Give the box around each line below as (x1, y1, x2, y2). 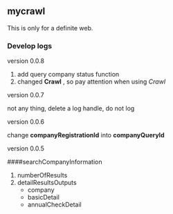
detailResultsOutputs (17, 179, 78, 187)
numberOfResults (17, 171, 68, 179)
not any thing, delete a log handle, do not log (7, 104, 135, 113)
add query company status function (17, 70, 120, 79)
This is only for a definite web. (7, 23, 93, 32)
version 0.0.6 (7, 117, 45, 126)
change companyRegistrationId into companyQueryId (7, 131, 165, 139)
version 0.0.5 (7, 144, 45, 153)
